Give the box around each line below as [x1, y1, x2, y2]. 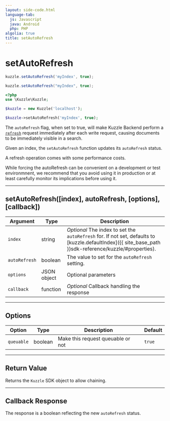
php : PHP [10, 26, 28, 31]
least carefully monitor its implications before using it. [5, 176, 117, 182]
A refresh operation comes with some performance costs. [5, 155, 126, 161]
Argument [9, 218, 35, 225]
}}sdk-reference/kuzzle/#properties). [66, 245, 156, 252]
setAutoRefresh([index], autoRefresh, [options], [5, 195, 160, 203]
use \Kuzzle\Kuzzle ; [5, 97, 49, 102]
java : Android [10, 21, 39, 27]
